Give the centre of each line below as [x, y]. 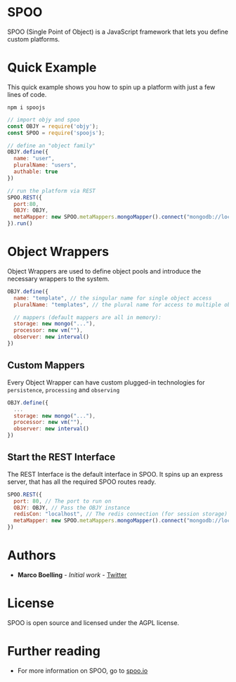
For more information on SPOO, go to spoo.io [83, 670]
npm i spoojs [26, 107]
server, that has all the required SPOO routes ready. [82, 482]
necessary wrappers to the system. [59, 278]
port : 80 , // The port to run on [63, 501]
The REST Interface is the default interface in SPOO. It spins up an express [115, 474]
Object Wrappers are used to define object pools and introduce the [104, 271]
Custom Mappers [46, 365]
